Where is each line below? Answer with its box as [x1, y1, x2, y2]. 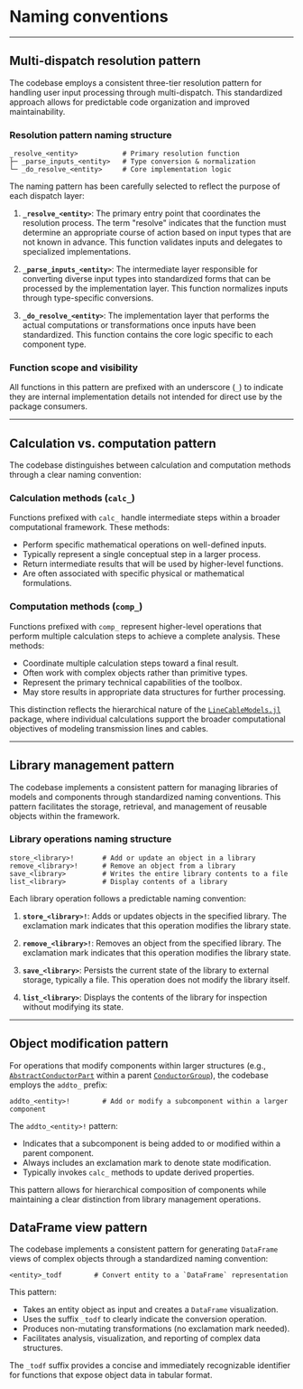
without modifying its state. [22, 1001, 124, 1012]
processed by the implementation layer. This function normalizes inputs [22, 283, 289, 294]
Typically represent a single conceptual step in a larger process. [22, 549, 262, 560]
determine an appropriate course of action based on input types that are [22, 228, 291, 238]
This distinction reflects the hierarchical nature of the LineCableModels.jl [9, 704, 281, 714]
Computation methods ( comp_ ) [9, 601, 143, 613]
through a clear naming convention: [9, 470, 142, 480]
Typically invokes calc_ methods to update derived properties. [22, 1167, 255, 1178]
